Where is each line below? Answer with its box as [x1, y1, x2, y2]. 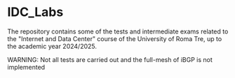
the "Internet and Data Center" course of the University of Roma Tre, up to [7, 34, 222, 42]
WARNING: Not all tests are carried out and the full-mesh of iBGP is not [7, 55, 213, 63]
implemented [7, 63, 46, 71]
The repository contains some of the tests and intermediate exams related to [7, 27, 229, 36]
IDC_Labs [7, 4, 64, 20]
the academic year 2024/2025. [7, 42, 97, 50]
